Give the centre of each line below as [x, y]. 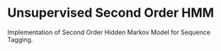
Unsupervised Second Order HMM [111, 13]
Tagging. [20, 39]
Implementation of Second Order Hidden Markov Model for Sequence [109, 32]
